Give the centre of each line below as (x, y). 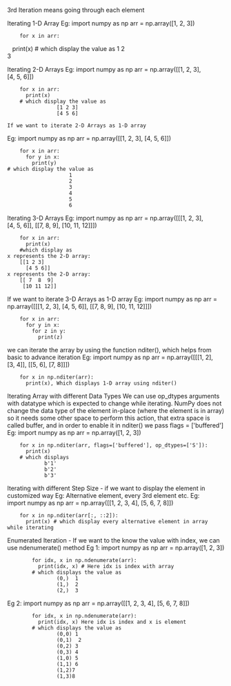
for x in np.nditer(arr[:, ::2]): (69, 516)
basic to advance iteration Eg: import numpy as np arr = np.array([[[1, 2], (110, 357)
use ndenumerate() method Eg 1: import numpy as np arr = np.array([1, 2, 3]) (116, 548)
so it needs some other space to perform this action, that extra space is (109, 418)
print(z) (50, 337)
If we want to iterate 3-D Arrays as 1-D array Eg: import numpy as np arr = (112, 299)
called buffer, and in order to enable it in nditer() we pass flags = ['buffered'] (115, 425)
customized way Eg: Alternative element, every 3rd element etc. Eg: (103, 495)
